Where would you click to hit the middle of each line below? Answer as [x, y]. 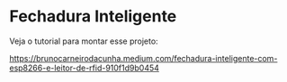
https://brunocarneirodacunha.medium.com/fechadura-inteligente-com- [143, 58]
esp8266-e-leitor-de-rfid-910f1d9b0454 [85, 68]
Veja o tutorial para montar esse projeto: [84, 41]
